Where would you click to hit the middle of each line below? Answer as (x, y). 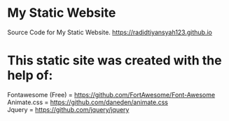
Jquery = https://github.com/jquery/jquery (68, 109)
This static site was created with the (114, 60)
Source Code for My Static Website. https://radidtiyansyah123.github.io (110, 32)
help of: (30, 76)
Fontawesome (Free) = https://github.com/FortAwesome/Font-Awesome (111, 94)
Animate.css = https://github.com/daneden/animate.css (88, 102)
